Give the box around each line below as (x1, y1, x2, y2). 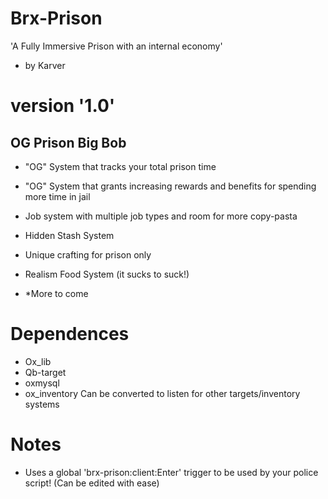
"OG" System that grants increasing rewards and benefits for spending (24, 180, 317, 192)
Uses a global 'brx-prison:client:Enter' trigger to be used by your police (24, 466, 319, 478)
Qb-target (24, 366, 67, 378)
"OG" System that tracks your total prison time (24, 160, 217, 172)
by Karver (24, 59, 66, 71)
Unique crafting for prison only (24, 248, 152, 261)
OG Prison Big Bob (10, 134, 127, 151)
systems (24, 398, 60, 410)
